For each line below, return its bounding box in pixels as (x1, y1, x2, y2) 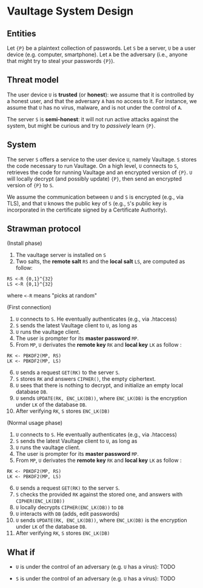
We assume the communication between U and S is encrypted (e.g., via (7, 193, 184, 201)
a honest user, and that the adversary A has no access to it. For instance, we (7, 97, 198, 104)
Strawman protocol (7, 224, 81, 234)
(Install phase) (7, 239, 42, 247)
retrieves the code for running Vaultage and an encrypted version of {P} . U (7, 169, 193, 176)
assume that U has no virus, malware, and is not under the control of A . (7, 104, 182, 111)
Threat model (7, 75, 59, 85)
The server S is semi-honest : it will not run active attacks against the (7, 115, 179, 122)
